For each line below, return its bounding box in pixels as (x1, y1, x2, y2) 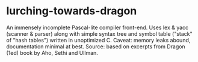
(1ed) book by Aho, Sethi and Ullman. (6, 49, 98, 56)
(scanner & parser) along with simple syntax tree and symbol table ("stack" (6, 30, 193, 37)
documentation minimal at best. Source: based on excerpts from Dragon (6, 43, 185, 50)
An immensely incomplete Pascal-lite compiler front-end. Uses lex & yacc (6, 24, 189, 31)
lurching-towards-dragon (6, 4, 137, 18)
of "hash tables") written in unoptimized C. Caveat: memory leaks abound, (6, 36, 191, 44)
